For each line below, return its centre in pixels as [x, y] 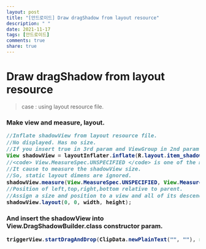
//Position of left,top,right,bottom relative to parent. [95, 189]
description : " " [29, 23]
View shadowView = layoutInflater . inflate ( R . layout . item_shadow [104, 156]
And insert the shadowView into [55, 218]
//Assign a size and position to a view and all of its [91, 196]
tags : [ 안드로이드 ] [28, 35]
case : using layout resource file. [63, 106]
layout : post [23, 12]
